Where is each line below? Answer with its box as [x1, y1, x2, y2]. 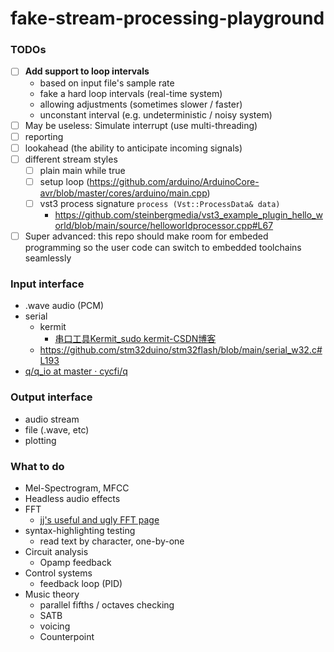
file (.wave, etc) [24, 423, 90, 436]
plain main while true [39, 164, 126, 176]
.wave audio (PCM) [24, 300, 105, 312]
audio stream [24, 413, 80, 425]
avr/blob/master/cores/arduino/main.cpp [39, 187, 208, 199]
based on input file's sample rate [39, 77, 175, 89]
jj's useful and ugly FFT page [39, 513, 160, 526]
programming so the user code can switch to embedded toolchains [24, 242, 302, 254]
